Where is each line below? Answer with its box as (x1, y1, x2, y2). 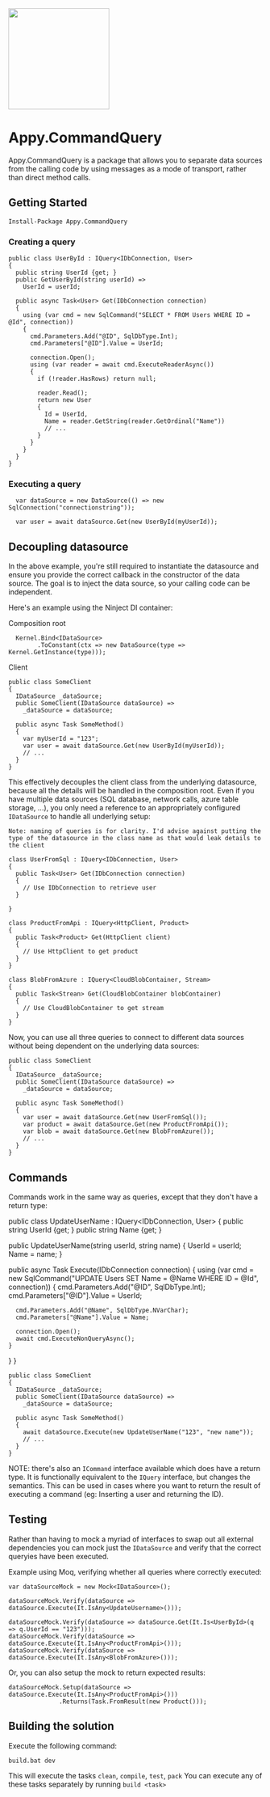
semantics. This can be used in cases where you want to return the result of (8, 1480, 261, 1490)
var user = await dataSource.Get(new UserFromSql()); (23, 1114, 207, 1122)
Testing (8, 1512, 48, 1527)
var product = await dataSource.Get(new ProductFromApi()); (23, 1120, 229, 1129)
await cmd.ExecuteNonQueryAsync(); (15, 1334, 135, 1342)
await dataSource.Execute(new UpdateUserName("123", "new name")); (23, 1427, 254, 1436)
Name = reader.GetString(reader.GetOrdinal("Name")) (44, 417, 226, 425)
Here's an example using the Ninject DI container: (8, 603, 173, 613)
